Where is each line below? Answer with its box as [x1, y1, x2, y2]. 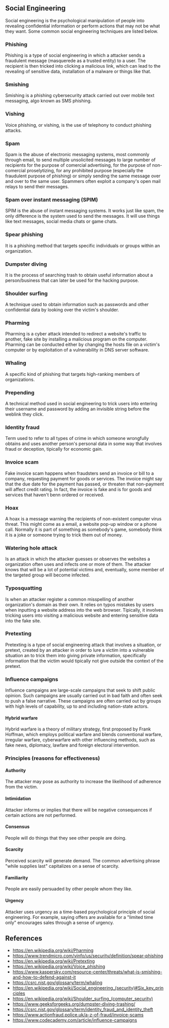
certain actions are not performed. [5, 812, 77, 818]
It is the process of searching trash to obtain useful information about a [5, 272, 153, 278]
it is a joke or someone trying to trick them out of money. [5, 531, 123, 537]
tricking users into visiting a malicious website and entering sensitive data [5, 612, 158, 618]
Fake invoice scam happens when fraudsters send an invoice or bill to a [5, 470, 154, 476]
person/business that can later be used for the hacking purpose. [5, 277, 139, 283]
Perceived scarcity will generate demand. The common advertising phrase [5, 858, 160, 864]
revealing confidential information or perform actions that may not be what [5, 23, 160, 29]
